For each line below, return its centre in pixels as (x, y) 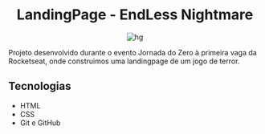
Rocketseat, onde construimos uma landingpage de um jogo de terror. (124, 61)
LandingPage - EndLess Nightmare (135, 15)
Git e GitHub (40, 123)
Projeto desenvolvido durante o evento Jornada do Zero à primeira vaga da (132, 52)
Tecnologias (40, 86)
